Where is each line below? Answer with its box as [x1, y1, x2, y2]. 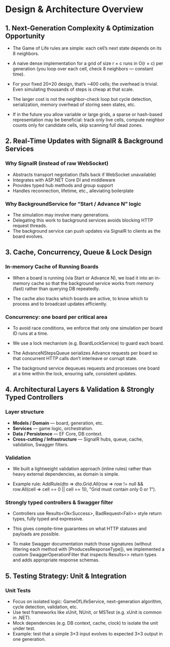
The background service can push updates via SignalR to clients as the [12, 228, 161, 234]
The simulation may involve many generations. [12, 211, 110, 218]
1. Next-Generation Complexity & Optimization [5, 24, 154, 32]
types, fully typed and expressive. [12, 516, 83, 522]
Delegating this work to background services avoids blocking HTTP [12, 217, 153, 223]
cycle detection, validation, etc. [12, 603, 78, 609]
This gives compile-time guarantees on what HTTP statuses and [12, 526, 147, 532]
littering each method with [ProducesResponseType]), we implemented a [12, 546, 165, 552]
